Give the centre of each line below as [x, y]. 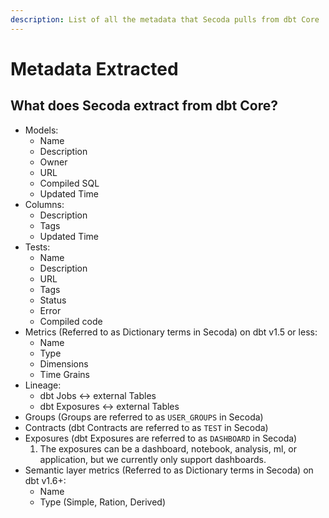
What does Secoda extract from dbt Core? [144, 106]
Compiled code [71, 321]
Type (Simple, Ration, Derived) [103, 502]
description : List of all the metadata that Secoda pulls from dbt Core [165, 19]
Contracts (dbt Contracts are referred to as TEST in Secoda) [146, 427]
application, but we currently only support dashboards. [153, 459]
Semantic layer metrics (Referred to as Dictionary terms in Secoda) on [169, 470]
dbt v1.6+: [45, 480]
